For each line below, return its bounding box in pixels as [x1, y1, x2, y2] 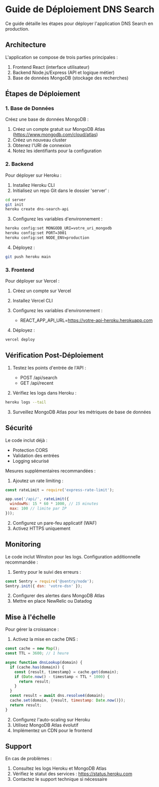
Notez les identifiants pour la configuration [12, 148, 102, 154]
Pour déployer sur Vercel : [5, 278, 60, 284]
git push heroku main [5, 254, 51, 259]
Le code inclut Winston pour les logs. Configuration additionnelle [5, 553, 141, 559]
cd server [5, 197, 26, 202]
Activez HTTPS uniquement [12, 525, 71, 531]
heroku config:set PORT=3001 [5, 231, 67, 236]
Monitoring [5, 540, 42, 549]
